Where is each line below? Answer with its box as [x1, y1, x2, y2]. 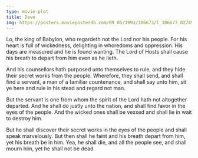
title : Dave [6, 14, 35, 20]
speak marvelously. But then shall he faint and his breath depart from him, [6, 133, 186, 140]
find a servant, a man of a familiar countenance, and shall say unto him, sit [6, 78, 187, 85]
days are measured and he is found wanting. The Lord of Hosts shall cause [6, 48, 189, 55]
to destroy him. [6, 115, 43, 122]
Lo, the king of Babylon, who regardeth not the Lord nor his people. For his [6, 36, 187, 43]
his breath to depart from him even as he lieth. [6, 54, 118, 62]
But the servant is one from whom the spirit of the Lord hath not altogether [6, 96, 187, 103]
